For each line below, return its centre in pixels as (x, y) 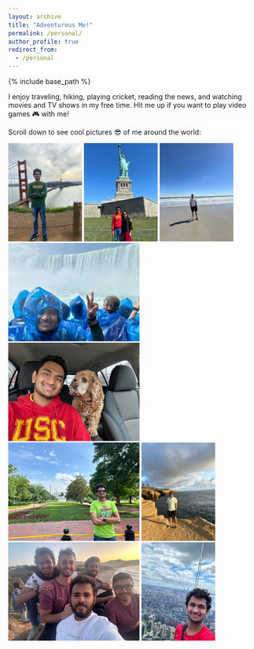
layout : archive (35, 17)
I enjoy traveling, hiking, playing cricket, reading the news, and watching (125, 97)
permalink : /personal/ (45, 33)
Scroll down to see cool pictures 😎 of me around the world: (105, 132)
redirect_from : (33, 50)
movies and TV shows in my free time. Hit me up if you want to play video (127, 105)
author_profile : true (44, 42)
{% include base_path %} (50, 81)
